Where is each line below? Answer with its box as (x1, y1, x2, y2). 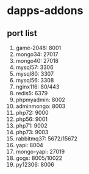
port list (7, 28, 37, 38)
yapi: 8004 (15, 142, 43, 148)
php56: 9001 (15, 115, 48, 123)
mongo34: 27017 (15, 51, 59, 58)
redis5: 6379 (15, 90, 48, 96)
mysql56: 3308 (15, 77, 54, 84)
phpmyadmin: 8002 (15, 96, 66, 103)
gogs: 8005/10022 (15, 154, 63, 162)
